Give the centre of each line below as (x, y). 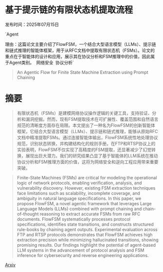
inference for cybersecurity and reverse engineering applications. (83, 255)
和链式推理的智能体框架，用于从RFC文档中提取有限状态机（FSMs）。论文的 (80, 50)
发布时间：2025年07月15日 (32, 24)
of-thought (28, 214)
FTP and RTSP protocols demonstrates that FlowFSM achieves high (85, 234)
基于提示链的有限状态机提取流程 (69, 10)
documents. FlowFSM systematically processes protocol (73, 219)
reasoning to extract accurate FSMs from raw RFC (90, 214)
